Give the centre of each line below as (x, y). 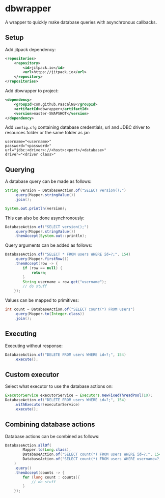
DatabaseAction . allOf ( (28, 445)
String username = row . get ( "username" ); (65, 282)
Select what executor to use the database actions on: (59, 386)
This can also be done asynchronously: (45, 218)
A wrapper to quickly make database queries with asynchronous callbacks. (81, 22)
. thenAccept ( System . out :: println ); (50, 236)
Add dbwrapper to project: (32, 91)
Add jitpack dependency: (30, 49)
